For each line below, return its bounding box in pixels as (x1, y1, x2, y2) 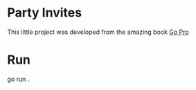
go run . (7, 75, 30, 83)
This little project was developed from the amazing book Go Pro (7, 28, 189, 36)
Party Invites (7, 5, 82, 21)
